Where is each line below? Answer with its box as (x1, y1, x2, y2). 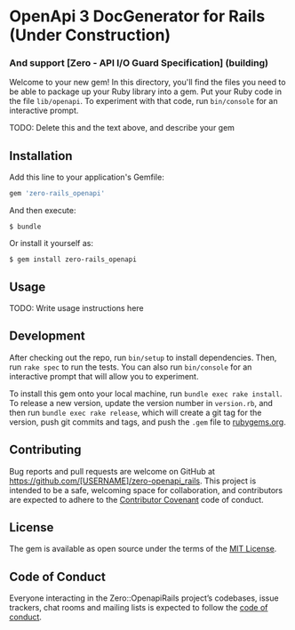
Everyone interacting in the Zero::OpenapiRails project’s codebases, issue (9, 593, 279, 603)
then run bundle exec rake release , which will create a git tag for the (9, 407, 262, 418)
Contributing (9, 443, 82, 458)
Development (9, 329, 86, 344)
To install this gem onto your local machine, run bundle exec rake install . (9, 388, 283, 399)
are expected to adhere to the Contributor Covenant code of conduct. (9, 494, 264, 505)
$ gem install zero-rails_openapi (9, 255, 138, 264)
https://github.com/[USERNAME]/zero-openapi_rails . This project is (9, 475, 257, 486)
